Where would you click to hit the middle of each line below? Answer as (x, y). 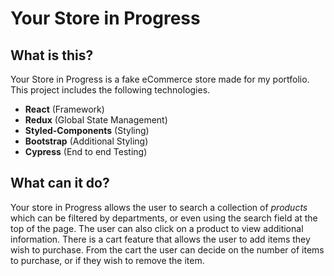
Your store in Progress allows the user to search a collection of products (159, 207)
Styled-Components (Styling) (87, 130)
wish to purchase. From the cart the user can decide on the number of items (167, 249)
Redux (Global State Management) (96, 120)
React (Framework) (64, 109)
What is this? (52, 55)
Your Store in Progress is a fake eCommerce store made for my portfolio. (160, 79)
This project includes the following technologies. (110, 90)
